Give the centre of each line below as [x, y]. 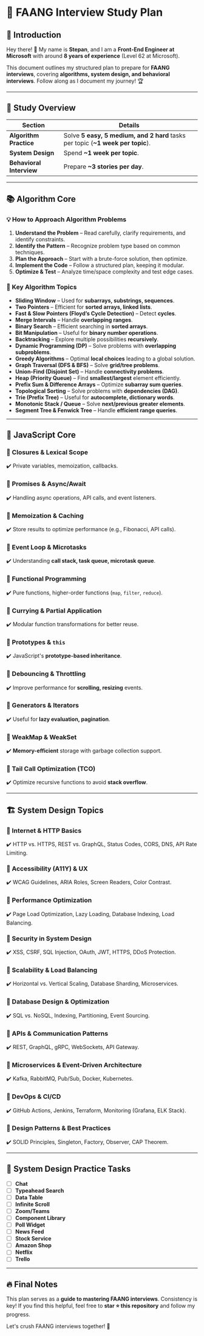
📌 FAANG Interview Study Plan [84, 12]
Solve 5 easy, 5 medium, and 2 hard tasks [125, 135]
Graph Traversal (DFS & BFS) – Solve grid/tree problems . [87, 365]
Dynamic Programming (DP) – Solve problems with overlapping [96, 345]
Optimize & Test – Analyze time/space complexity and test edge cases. [104, 271]
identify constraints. [40, 239]
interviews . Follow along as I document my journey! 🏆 [75, 81]
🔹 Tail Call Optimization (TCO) [51, 769]
